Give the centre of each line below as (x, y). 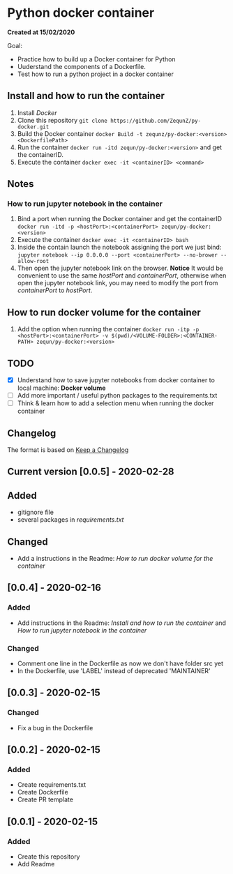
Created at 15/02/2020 (41, 32)
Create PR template (45, 799)
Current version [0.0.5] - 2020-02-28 (91, 472)
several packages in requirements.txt (70, 520)
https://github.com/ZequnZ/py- (156, 121)
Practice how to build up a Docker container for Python (96, 59)
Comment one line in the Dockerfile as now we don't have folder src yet (120, 663)
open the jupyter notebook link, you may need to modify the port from (118, 283)
